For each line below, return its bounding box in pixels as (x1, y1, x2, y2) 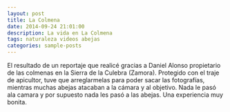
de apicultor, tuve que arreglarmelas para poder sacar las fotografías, (7, 76, 205, 84)
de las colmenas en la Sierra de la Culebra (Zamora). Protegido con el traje (7, 68, 220, 77)
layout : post (7, 10, 45, 17)
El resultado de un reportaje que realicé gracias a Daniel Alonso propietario (7, 62, 221, 69)
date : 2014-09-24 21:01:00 (7, 23, 85, 30)
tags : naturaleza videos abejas (7, 36, 100, 43)
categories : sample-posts (7, 42, 82, 49)
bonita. (7, 98, 28, 106)
